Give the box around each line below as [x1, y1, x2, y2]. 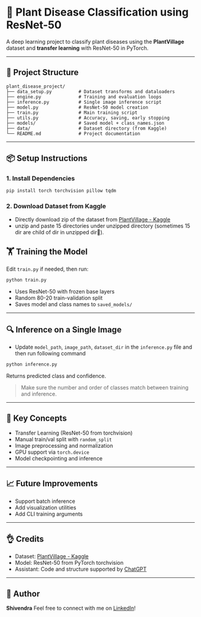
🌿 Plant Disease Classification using [6, 5, 189, 19]
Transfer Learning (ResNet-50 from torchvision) [14, 429, 133, 436]
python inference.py [6, 361, 58, 368]
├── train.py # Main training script [6, 109, 138, 116]
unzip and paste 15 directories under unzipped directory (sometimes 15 [14, 222, 190, 229]
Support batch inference [14, 498, 76, 505]
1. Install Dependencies [6, 174, 75, 182]
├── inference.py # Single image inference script [6, 99, 162, 105]
